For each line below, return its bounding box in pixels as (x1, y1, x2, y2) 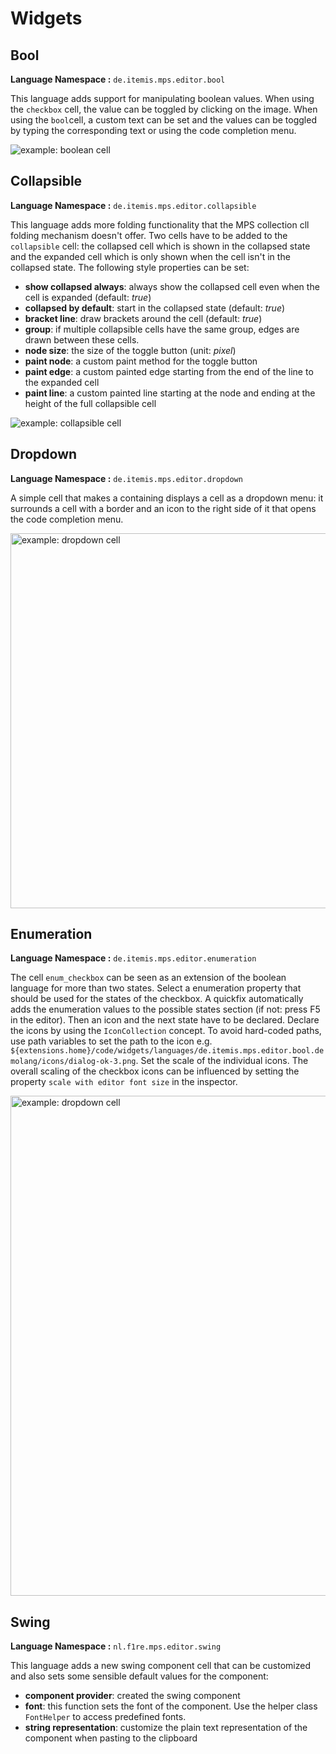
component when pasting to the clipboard (24, 1732, 198, 1744)
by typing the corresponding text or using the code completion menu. (10, 125, 297, 136)
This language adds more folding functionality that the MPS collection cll (10, 218, 310, 231)
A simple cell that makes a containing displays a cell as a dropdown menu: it (10, 492, 324, 504)
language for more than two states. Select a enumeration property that (10, 982, 302, 994)
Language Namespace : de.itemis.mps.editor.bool (10, 73, 226, 85)
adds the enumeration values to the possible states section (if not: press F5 (10, 1003, 321, 1016)
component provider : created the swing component (24, 1690, 241, 1702)
